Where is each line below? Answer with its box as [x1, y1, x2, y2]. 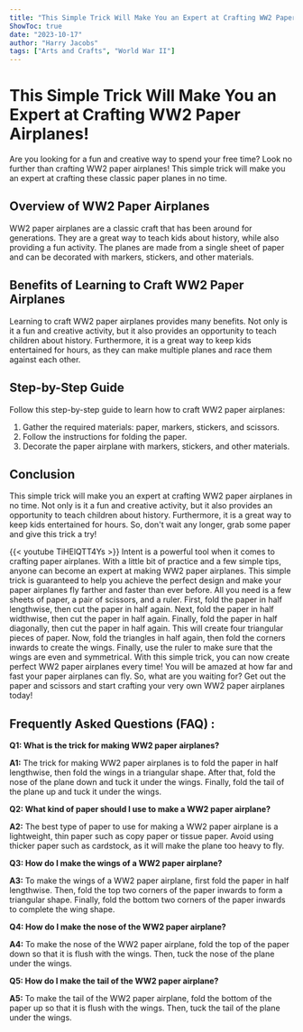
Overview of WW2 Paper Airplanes [9, 199, 210, 215]
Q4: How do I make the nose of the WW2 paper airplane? [9, 921, 227, 933]
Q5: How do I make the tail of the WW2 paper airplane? [9, 975, 219, 987]
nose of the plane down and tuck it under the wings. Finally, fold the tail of [9, 777, 285, 788]
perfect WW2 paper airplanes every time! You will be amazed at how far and [9, 662, 293, 672]
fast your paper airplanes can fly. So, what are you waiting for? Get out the [9, 671, 287, 681]
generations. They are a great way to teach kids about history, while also [9, 232, 280, 243]
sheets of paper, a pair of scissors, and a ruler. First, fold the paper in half [9, 594, 282, 605]
